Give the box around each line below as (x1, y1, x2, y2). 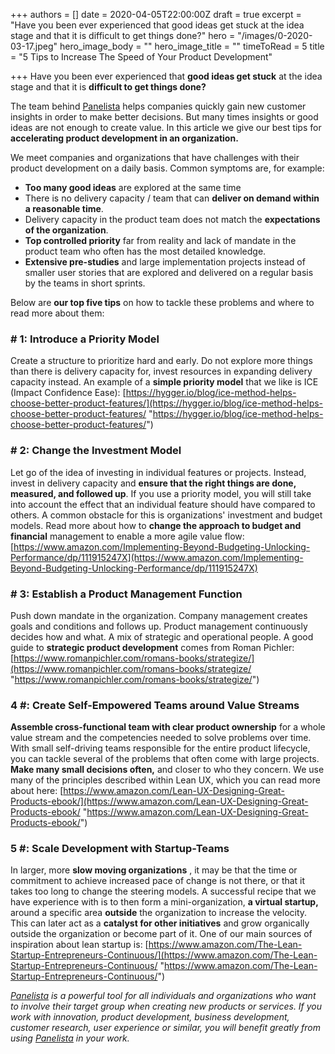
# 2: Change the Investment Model (10, 444, 182, 458)
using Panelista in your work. (10, 1032, 130, 1044)
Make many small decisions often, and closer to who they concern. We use (10, 764, 325, 776)
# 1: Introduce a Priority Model (10, 332, 160, 346)
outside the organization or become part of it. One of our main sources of (10, 928, 313, 940)
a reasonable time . (24, 203, 104, 214)
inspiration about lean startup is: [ (10, 939, 149, 951)
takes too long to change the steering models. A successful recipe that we (10, 885, 317, 898)
